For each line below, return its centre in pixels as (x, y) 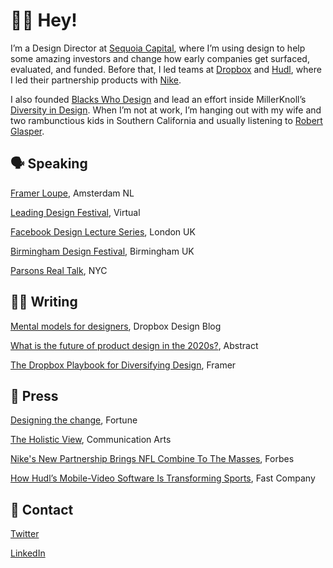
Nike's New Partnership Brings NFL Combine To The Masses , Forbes (152, 459)
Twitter (25, 534)
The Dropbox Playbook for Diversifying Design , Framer (123, 365)
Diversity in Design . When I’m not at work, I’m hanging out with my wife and (166, 110)
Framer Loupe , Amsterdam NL (72, 193)
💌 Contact (42, 509)
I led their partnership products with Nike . (96, 80)
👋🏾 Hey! (44, 20)
